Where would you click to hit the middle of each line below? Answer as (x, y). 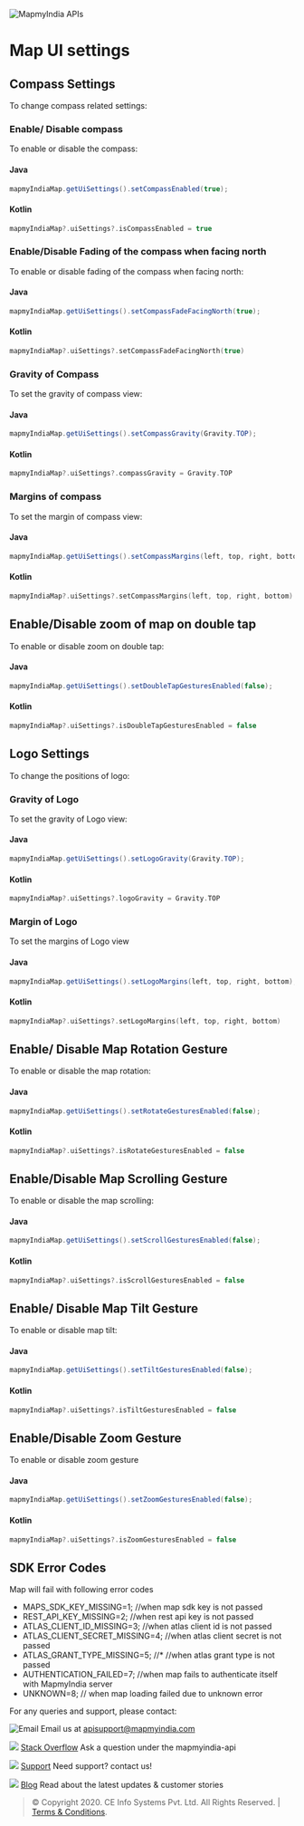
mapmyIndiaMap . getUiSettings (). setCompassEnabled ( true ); (119, 189)
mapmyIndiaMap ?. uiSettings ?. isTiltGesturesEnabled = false (123, 1410)
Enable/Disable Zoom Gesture (96, 1438)
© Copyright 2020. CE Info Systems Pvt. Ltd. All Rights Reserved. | (156, 1802)
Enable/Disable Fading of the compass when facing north (138, 252)
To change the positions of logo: (70, 775)
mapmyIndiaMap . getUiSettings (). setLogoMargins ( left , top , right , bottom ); (153, 981)
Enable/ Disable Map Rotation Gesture (119, 1049)
